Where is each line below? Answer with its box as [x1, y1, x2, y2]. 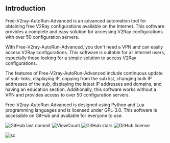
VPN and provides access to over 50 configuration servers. [5, 91, 130, 98]
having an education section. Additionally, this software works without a [5, 86, 157, 92]
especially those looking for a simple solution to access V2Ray [5, 55, 137, 61]
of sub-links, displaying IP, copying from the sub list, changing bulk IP [5, 75, 152, 81]
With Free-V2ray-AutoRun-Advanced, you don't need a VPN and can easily [5, 43, 163, 50]
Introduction [5, 4, 46, 13]
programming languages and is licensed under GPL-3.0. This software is [5, 107, 157, 113]
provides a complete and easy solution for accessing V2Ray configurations [5, 28, 163, 35]
